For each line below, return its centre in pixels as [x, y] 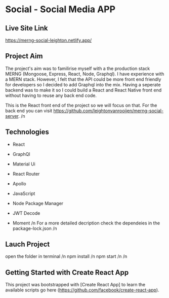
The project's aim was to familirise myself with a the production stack [78, 68]
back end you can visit [29, 111]
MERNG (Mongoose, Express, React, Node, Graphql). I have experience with [85, 74]
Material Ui [24, 164]
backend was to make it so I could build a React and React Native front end [83, 90]
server [12, 116]
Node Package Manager [38, 203]
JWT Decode [26, 213]
